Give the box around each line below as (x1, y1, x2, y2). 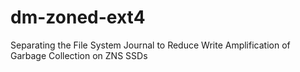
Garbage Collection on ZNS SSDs (10, 49, 148, 61)
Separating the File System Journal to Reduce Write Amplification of (10, 39, 291, 51)
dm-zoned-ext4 (10, 6, 146, 29)
